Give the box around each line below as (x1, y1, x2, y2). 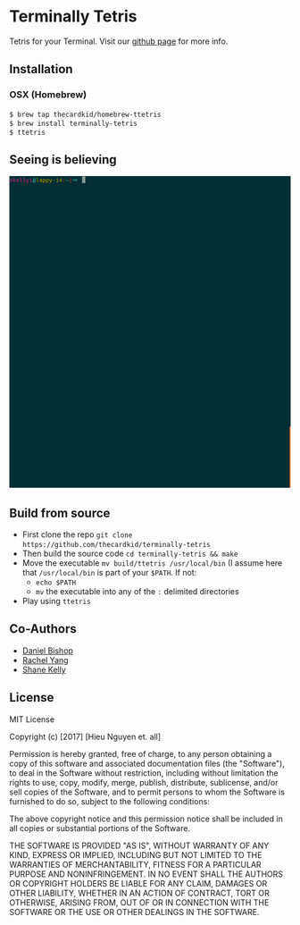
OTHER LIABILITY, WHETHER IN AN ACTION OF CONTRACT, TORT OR (9, 887, 270, 898)
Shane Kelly (21, 664, 67, 675)
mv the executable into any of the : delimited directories (35, 586, 239, 596)
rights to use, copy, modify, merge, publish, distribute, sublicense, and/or (9, 777, 279, 787)
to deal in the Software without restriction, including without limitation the (9, 767, 279, 778)
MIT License (9, 713, 55, 725)
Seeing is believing (9, 152, 118, 167)
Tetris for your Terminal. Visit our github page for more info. (9, 36, 229, 46)
